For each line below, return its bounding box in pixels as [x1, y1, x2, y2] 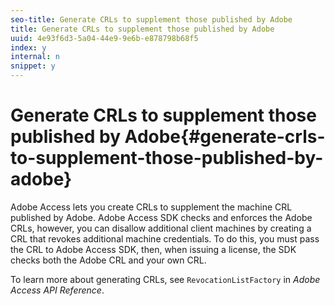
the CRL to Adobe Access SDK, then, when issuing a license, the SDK [10, 243, 297, 255]
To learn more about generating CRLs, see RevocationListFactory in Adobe [10, 273, 321, 285]
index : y [10, 42, 47, 53]
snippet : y [10, 61, 56, 71]
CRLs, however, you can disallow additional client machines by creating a [10, 222, 312, 234]
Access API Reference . [10, 284, 105, 296]
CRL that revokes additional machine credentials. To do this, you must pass [10, 232, 320, 245]
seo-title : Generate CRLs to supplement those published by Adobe [10, 14, 293, 25]
